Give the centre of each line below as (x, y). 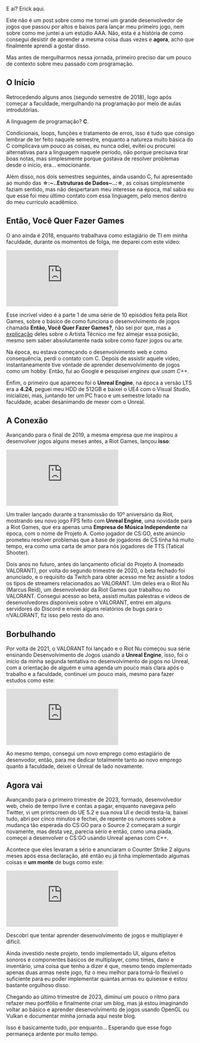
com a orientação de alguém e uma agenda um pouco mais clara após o (95, 668)
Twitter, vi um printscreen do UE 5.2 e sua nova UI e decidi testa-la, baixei (97, 813)
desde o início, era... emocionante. (49, 165)
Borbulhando (31, 634)
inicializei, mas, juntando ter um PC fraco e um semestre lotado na (88, 395)
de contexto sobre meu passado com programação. (70, 64)
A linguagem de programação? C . (47, 121)
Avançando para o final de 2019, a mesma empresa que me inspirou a (92, 435)
